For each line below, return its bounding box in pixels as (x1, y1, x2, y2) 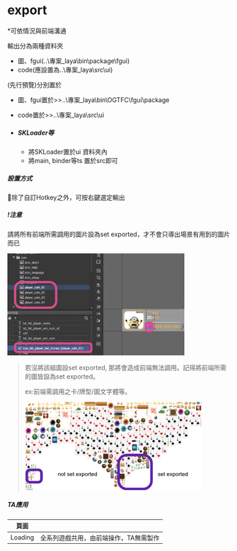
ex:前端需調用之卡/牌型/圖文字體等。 (24, 387, 132, 396)
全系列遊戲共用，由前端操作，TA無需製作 (40, 533, 160, 542)
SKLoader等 (17, 128, 54, 137)
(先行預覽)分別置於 (7, 80, 62, 89)
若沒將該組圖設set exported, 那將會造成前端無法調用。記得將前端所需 (24, 363, 226, 372)
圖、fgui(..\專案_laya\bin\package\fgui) (17, 56, 130, 65)
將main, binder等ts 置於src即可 (28, 156, 118, 165)
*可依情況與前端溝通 (7, 26, 67, 35)
